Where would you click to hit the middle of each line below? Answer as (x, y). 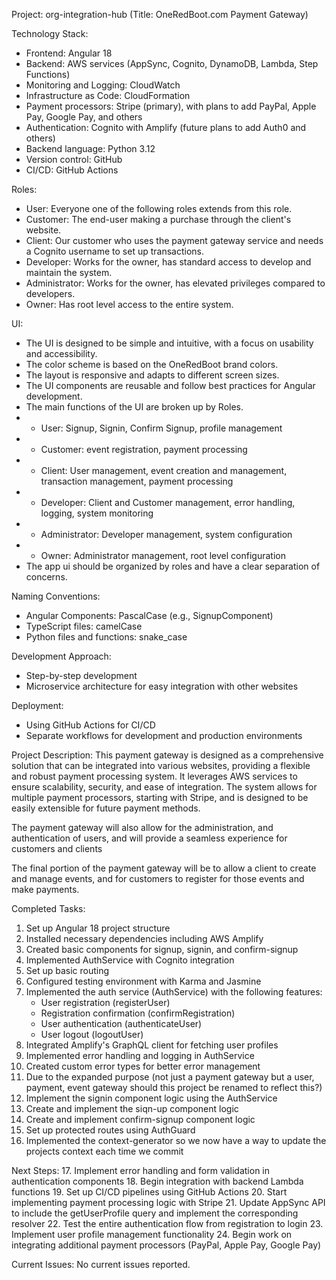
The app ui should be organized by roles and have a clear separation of (173, 566)
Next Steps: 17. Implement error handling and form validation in (141, 1170)
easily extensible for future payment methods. (106, 808)
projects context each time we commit (104, 1151)
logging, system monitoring (97, 513)
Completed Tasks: (48, 908)
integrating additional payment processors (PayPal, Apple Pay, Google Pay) (166, 1245)
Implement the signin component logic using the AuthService (151, 1098)
